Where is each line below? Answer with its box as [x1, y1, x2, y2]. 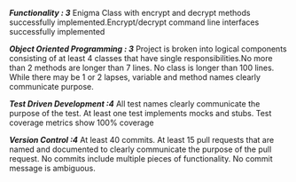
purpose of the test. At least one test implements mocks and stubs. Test [9, 108, 272, 118]
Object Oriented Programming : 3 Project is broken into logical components [9, 44, 287, 54]
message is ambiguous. [9, 163, 96, 173]
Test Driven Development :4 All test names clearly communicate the [9, 99, 261, 109]
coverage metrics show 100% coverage [9, 117, 154, 128]
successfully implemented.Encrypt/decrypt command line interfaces [9, 17, 260, 28]
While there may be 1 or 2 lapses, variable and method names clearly [9, 72, 261, 83]
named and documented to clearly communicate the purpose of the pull [9, 144, 272, 154]
